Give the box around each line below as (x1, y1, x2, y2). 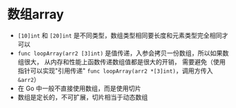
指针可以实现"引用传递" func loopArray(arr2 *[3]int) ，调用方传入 (17, 66, 213, 75)
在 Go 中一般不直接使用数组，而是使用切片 (17, 84, 141, 92)
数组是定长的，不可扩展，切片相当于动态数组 (17, 92, 148, 101)
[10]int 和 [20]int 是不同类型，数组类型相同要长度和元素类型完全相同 (17, 31, 223, 40)
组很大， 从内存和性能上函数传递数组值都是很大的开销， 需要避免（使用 (17, 57, 226, 66)
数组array (7, 6, 64, 23)
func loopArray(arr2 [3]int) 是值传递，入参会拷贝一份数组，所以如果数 (17, 49, 230, 57)
